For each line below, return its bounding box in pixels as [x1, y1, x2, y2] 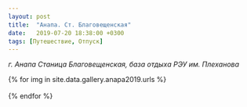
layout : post [8, 12, 51, 20]
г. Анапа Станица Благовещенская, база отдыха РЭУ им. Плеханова [8, 59, 240, 70]
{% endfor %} [8, 91, 53, 101]
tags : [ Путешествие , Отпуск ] [8, 37, 104, 45]
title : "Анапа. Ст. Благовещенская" [8, 20, 132, 29]
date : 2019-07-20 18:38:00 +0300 [8, 29, 125, 37]
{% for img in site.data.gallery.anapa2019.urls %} [8, 75, 167, 84]
